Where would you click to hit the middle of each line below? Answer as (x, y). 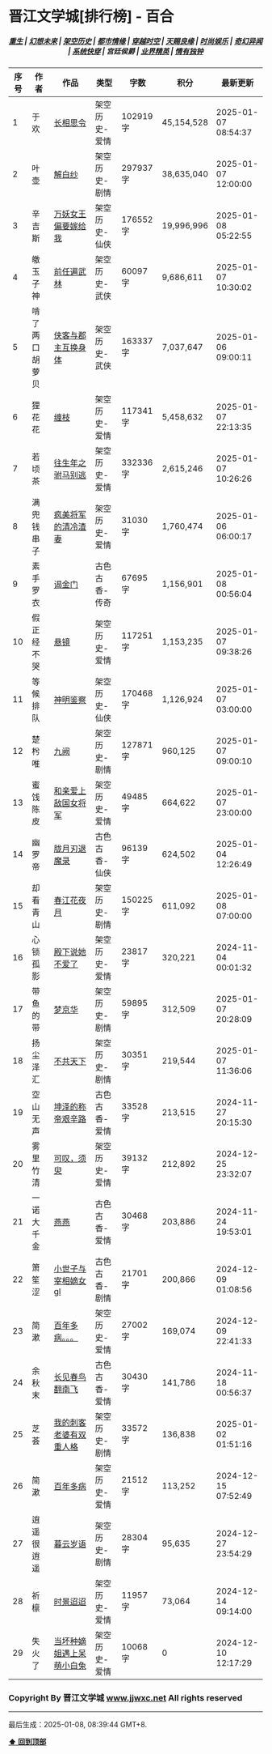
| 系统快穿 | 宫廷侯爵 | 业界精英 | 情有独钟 (136, 51)
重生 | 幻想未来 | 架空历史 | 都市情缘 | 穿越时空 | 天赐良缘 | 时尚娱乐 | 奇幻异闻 (136, 40)
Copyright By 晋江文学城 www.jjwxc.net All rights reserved (126, 1698)
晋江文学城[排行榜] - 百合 (91, 17)
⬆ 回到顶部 (27, 1742)
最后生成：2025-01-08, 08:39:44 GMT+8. (78, 1725)
